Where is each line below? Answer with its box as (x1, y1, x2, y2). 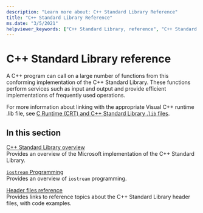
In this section (6, 127, 61, 138)
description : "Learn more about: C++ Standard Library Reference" (6, 9, 178, 15)
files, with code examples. (6, 200, 72, 207)
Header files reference (6, 187, 63, 194)
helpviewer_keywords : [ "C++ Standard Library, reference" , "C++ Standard (6, 26, 198, 32)
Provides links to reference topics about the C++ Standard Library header (6, 193, 190, 200)
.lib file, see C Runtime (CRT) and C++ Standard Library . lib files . (6, 110, 170, 117)
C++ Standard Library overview (6, 144, 85, 151)
